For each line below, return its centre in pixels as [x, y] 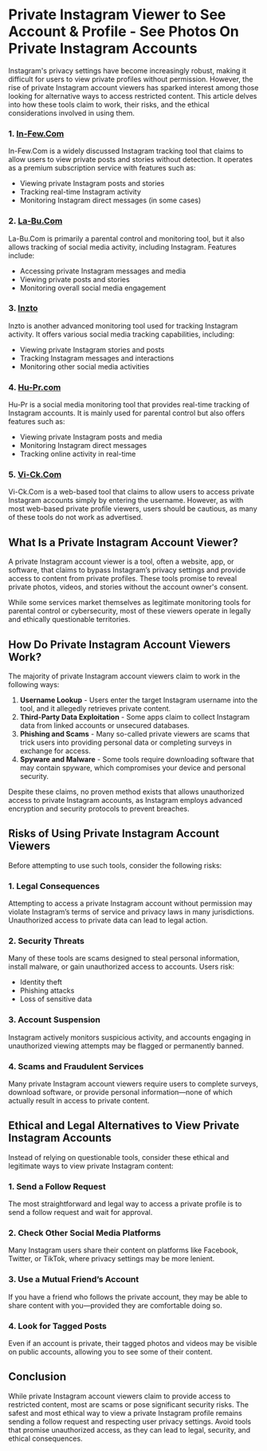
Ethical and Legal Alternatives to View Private [124, 1126]
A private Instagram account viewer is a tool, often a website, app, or [121, 562]
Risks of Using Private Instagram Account [114, 834]
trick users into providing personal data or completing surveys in [126, 742]
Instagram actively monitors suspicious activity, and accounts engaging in [130, 1037]
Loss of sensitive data [56, 999]
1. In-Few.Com [36, 133]
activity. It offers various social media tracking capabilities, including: [122, 334]
